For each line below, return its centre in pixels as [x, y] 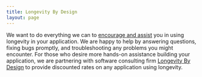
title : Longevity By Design [42, 12]
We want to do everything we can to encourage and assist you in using [95, 35]
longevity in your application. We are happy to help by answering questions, [101, 41]
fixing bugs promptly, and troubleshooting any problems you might [90, 48]
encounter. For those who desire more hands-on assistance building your [98, 54]
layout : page [23, 18]
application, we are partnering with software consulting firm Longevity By [98, 61]
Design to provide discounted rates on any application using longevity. [95, 67]
